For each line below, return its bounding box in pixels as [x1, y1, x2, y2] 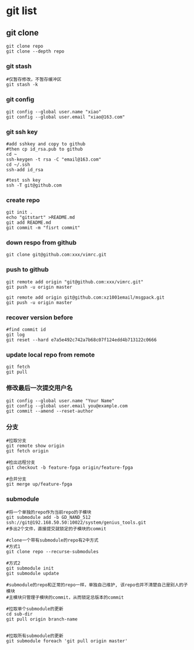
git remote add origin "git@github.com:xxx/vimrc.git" [6, 279, 144, 285]
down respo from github [6, 239, 77, 247]
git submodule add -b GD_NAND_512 [6, 515, 91, 521]
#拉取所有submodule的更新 [6, 633, 64, 639]
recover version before [6, 313, 74, 321]
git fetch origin [6, 448, 49, 454]
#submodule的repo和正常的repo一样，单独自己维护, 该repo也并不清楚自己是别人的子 [6, 582, 188, 588]
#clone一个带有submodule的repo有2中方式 [6, 537, 99, 544]
